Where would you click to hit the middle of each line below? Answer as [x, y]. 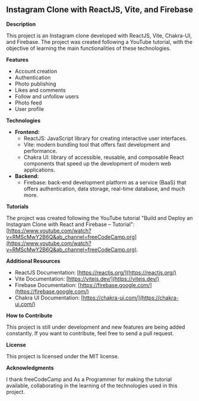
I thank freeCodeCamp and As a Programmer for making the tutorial [89, 379]
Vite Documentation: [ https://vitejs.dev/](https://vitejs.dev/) [87, 279]
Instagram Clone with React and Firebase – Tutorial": [70, 224]
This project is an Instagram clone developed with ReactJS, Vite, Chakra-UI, [99, 36]
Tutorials [17, 206]
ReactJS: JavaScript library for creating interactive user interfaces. [105, 138]
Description [21, 24]
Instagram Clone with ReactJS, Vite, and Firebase [100, 10]
